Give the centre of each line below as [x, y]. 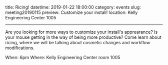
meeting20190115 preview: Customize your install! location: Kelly [71, 12]
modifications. [20, 48]
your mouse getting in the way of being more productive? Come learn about [83, 37]
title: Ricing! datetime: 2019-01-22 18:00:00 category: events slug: [73, 7]
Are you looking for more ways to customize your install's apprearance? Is [81, 32]
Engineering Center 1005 [31, 18]
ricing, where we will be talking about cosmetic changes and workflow [78, 42]
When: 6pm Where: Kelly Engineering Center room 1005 [63, 57]
